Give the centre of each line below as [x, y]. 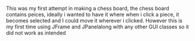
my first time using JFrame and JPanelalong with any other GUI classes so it [97, 27]
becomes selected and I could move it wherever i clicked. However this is [94, 20]
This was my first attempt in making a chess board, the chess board [88, 8]
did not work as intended [36, 33]
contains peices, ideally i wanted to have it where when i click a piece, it [93, 14]
